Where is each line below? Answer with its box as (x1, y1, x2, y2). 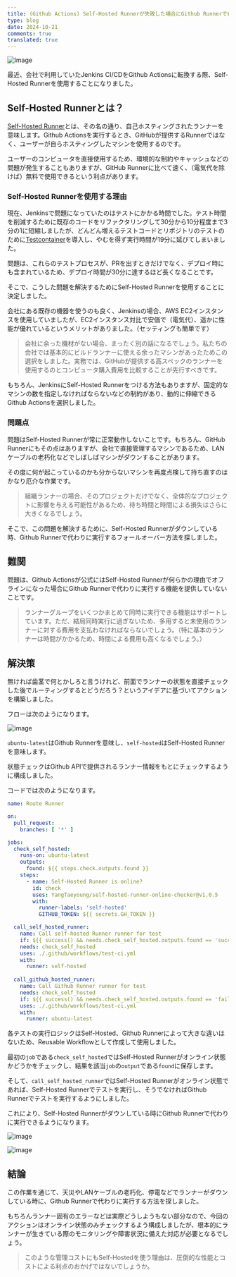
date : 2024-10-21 (7, 23, 58, 30)
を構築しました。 (7, 695, 57, 704)
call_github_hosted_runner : (13, 976, 96, 984)
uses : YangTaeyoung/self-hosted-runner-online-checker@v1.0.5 (32, 891, 218, 898)
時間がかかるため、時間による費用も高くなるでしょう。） (43, 635, 206, 643)
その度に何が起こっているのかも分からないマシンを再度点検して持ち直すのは (7, 468, 228, 476)
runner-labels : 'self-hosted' (38, 904, 128, 912)
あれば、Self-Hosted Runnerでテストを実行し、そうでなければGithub (7, 1085, 207, 1094)
